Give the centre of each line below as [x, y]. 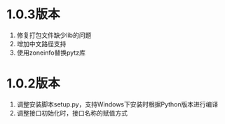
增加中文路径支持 [41, 43]
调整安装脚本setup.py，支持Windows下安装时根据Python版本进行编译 [117, 104]
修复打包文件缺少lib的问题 [54, 35]
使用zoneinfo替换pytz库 [51, 53]
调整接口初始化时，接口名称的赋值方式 [72, 113]
